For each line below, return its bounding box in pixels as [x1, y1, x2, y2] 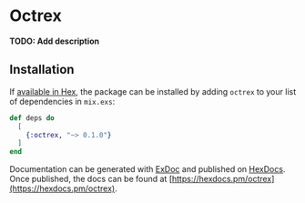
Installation [9, 62, 75, 77]
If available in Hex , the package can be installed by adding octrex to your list [9, 86, 297, 96]
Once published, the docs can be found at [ [9, 174, 173, 185]
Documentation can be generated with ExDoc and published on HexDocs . [9, 164, 286, 175]
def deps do [9, 113, 55, 123]
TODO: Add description [9, 36, 100, 46]
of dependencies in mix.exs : [9, 96, 116, 107]
